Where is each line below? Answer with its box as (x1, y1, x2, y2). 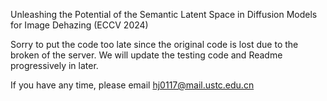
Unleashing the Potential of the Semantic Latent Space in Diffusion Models (10, 9, 318, 20)
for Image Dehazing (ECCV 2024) (10, 19, 149, 31)
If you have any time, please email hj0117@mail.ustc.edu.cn (10, 79, 255, 91)
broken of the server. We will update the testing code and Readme (10, 49, 283, 61)
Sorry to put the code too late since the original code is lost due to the (10, 39, 299, 50)
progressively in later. (10, 60, 99, 71)
